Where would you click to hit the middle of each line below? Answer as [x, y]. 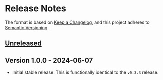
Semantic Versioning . [27, 27]
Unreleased [24, 43]
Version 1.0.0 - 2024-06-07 [49, 60]
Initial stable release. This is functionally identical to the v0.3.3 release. [85, 72]
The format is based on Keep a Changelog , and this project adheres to [77, 22]
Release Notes [36, 9]
